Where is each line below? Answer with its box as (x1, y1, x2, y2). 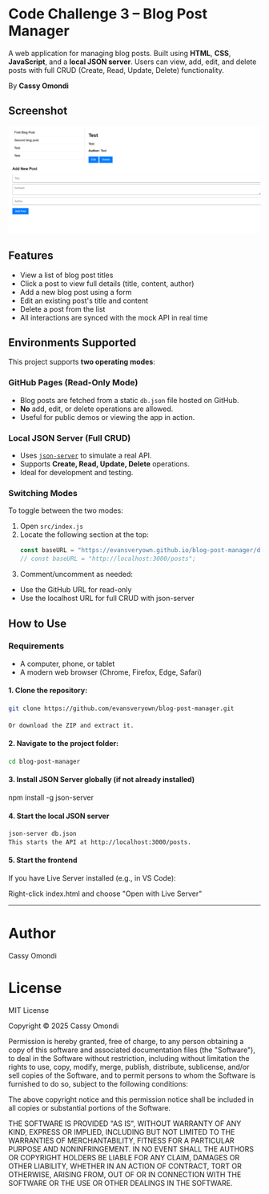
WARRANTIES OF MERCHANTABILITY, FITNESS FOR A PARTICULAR (8, 1136, 235, 1145)
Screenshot (8, 104, 68, 118)
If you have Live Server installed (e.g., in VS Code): (8, 873, 176, 883)
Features (8, 249, 54, 263)
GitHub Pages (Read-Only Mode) (8, 377, 139, 389)
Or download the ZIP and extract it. (8, 721, 134, 729)
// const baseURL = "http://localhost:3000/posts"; (19, 555, 196, 563)
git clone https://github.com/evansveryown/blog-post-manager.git (8, 704, 235, 712)
